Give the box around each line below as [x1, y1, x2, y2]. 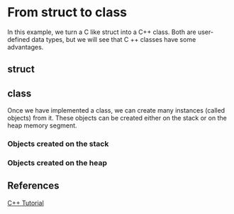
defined [7, 35, 30, 43]
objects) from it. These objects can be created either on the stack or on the [7, 114, 227, 123]
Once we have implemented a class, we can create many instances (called [7, 106, 225, 115]
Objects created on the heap [7, 157, 108, 167]
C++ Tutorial [7, 198, 44, 207]
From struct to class [7, 4, 128, 21]
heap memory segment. [7, 121, 77, 130]
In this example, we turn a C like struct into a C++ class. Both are [7, 28, 196, 36]
